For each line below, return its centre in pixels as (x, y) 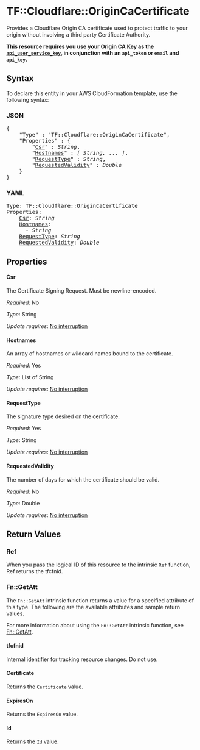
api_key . (17, 59)
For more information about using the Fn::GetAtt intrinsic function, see (95, 625)
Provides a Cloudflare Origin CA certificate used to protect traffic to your (97, 28)
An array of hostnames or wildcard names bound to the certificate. (90, 354)
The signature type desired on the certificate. (63, 416)
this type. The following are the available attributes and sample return (93, 607)
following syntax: (28, 99)
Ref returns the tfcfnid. (35, 571)
